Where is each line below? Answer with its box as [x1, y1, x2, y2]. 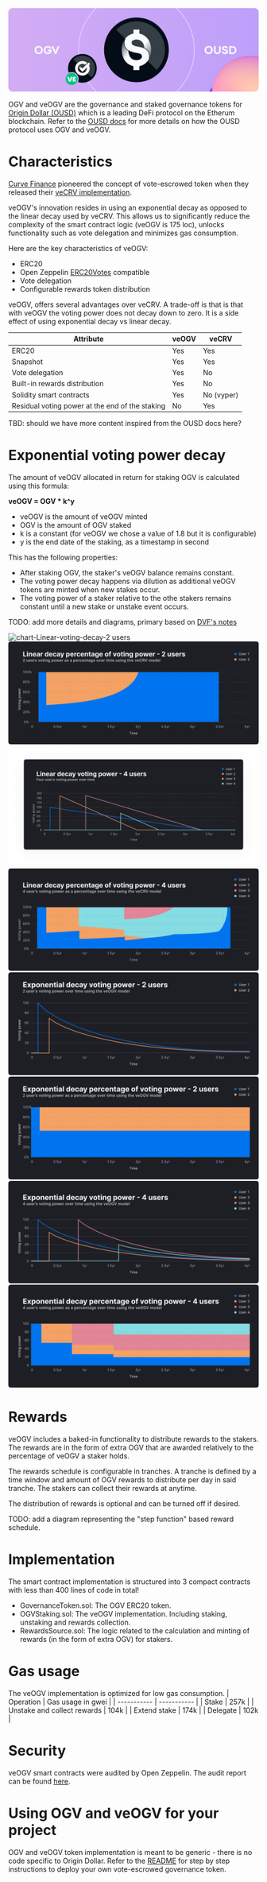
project [8, 1822, 57, 1839]
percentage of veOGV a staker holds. [8, 1451, 130, 1461]
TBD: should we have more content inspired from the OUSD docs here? [8, 419, 242, 428]
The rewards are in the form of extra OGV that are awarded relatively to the [8, 1442, 254, 1453]
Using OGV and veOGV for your [8, 1804, 219, 1822]
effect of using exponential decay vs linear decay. [8, 316, 172, 326]
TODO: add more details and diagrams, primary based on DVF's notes [8, 618, 237, 627]
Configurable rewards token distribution [19, 284, 151, 293]
